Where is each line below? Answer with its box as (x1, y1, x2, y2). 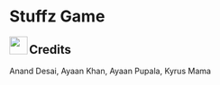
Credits (29, 42, 72, 57)
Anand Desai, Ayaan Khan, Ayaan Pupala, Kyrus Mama (9, 65, 212, 76)
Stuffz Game (9, 6, 105, 27)
